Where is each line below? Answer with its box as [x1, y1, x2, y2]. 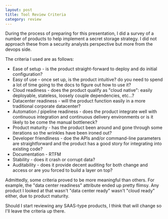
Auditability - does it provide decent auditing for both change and [12, 162, 148, 168]
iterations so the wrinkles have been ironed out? [12, 130, 112, 136]
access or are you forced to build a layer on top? [12, 167, 113, 173]
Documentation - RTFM [12, 151, 61, 157]
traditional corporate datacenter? [12, 103, 81, 110]
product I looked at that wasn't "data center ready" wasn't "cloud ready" [5, 188, 155, 194]
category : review [5, 17, 42, 22]
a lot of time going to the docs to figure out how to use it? [12, 82, 131, 88]
